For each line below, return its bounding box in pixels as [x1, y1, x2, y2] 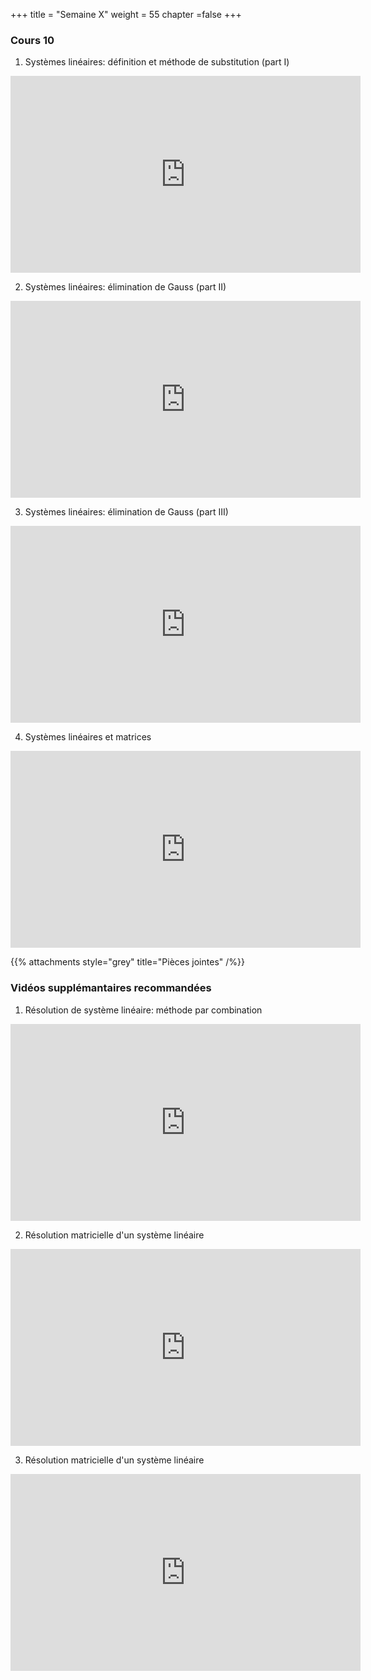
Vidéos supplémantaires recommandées [10, 981, 212, 995]
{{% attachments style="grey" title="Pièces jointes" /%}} [10, 956, 245, 968]
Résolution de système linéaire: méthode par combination [24, 1004, 263, 1016]
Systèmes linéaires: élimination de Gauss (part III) [24, 506, 229, 518]
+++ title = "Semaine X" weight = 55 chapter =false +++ [10, 9, 242, 20]
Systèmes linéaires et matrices [24, 731, 152, 743]
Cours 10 [10, 33, 55, 47]
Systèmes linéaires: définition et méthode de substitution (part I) [24, 56, 290, 68]
